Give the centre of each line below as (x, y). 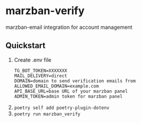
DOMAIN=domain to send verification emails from (75, 81)
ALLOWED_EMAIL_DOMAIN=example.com (56, 86)
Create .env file (32, 59)
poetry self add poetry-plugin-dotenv (62, 108)
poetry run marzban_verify (47, 114)
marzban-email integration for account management (69, 27)
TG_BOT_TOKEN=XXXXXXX (40, 71)
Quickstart (26, 46)
